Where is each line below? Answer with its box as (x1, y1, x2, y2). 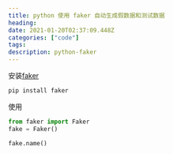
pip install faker (8, 87, 69, 95)
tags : (8, 41, 26, 49)
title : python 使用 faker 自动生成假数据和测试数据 (8, 11, 165, 20)
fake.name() (8, 139, 47, 147)
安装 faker (8, 71, 39, 80)
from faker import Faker (8, 118, 90, 126)
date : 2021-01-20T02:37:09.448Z (8, 26, 115, 34)
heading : (8, 19, 37, 27)
